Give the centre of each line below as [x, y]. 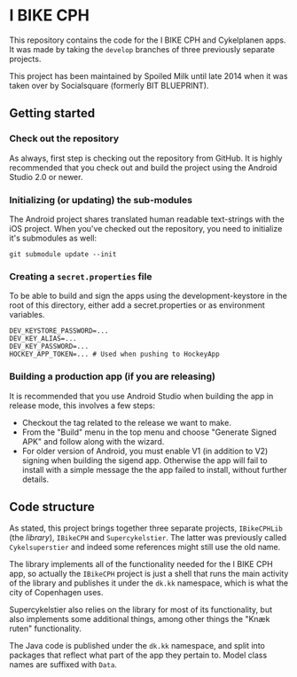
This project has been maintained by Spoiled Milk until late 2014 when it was [148, 75]
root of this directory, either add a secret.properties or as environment [137, 305]
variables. [27, 315]
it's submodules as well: [53, 238]
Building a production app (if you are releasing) [112, 376]
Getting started [52, 113]
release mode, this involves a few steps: [82, 405]
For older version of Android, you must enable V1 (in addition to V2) [145, 451]
